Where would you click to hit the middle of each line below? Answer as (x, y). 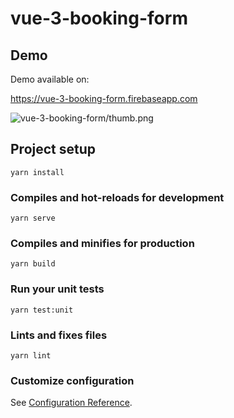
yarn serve (33, 218)
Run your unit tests (57, 289)
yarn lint (31, 356)
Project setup (53, 149)
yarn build (33, 264)
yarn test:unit (42, 310)
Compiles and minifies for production (102, 244)
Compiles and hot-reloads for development (117, 197)
